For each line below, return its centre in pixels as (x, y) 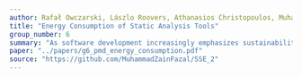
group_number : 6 (40, 34)
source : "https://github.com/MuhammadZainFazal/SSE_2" (114, 59)
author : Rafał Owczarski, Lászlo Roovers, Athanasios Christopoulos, (142, 17)
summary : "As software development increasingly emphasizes (124, 43)
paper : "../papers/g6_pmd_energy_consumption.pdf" (106, 51)
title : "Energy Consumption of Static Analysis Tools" (114, 26)
